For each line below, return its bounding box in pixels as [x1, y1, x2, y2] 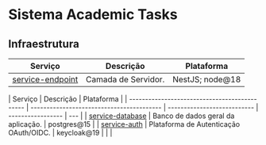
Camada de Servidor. [86, 74, 165, 85]
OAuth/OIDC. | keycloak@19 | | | [8, 128, 113, 137]
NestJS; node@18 [172, 74, 241, 85]
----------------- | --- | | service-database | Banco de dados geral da [8, 111, 235, 120]
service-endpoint [12, 74, 79, 85]
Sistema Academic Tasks [8, 6, 179, 24]
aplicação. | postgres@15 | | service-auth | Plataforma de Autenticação [8, 120, 241, 128]
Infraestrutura [8, 37, 79, 51]
